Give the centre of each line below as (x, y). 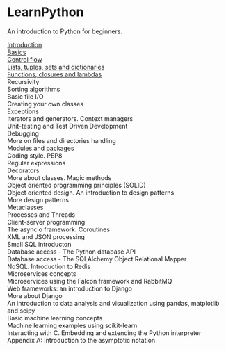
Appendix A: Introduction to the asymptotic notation (81, 340)
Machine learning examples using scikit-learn (72, 325)
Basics (17, 52)
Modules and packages (41, 148)
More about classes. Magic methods (59, 177)
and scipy (21, 311)
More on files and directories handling (62, 140)
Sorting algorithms (34, 89)
